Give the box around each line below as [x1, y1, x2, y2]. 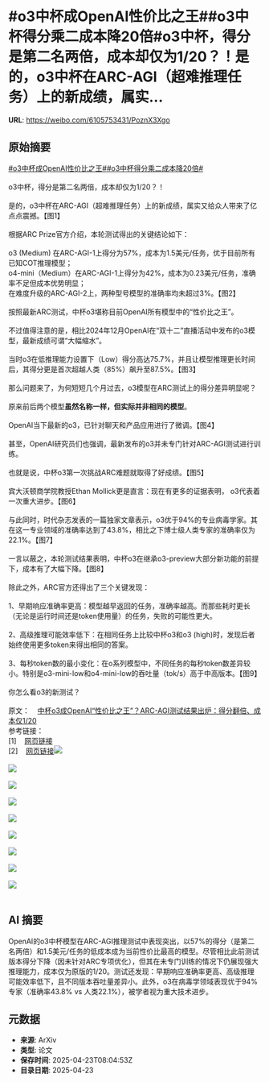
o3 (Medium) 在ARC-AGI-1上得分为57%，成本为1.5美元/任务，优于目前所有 [8, 247, 255, 258]
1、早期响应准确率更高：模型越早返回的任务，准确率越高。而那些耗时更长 [8, 601, 251, 611]
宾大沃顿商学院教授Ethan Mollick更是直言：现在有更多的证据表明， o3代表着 [8, 486, 261, 495]
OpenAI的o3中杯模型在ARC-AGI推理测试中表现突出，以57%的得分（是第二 [8, 936, 255, 946]
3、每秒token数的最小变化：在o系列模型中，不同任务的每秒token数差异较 [8, 658, 251, 668]
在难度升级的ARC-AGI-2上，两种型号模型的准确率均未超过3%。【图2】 [8, 288, 240, 298]
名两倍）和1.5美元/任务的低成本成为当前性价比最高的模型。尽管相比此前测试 [8, 946, 259, 956]
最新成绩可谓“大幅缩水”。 [22, 335, 107, 345]
